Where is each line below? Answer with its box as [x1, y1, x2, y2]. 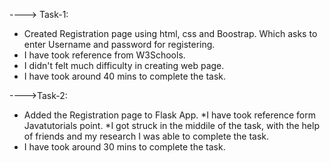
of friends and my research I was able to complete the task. [23, 130, 270, 142]
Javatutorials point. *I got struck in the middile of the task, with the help [23, 120, 320, 131]
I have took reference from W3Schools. [23, 49, 186, 61]
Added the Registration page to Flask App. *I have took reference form [23, 109, 317, 121]
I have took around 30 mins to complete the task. [23, 141, 226, 153]
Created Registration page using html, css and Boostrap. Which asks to [23, 28, 318, 39]
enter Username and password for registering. [23, 39, 216, 50]
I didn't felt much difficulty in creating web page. [23, 60, 225, 71]
